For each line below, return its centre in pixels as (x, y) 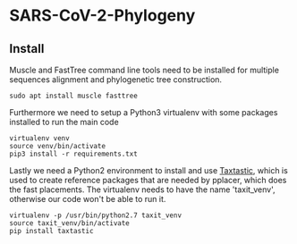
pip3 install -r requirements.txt (74, 154)
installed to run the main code (64, 122)
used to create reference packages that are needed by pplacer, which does (148, 180)
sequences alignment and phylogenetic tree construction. (115, 80)
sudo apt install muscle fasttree (74, 96)
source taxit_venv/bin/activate (69, 223)
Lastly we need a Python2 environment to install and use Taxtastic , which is (148, 170)
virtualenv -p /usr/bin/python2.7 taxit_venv (95, 215)
